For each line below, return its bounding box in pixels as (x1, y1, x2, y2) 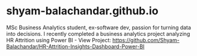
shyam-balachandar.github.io (6, 4, 159, 18)
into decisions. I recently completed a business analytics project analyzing (6, 30, 190, 37)
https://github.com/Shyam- (112, 36, 180, 43)
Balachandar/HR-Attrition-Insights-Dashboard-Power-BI (6, 43, 145, 50)
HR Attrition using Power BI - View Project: (6, 36, 111, 43)
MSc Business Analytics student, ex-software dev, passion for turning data (6, 24, 191, 31)
